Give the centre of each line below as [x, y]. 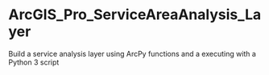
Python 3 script [34, 62]
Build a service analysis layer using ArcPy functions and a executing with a [132, 53]
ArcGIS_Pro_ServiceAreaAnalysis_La [135, 15]
